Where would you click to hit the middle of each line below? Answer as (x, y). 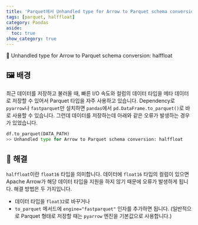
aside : (14, 28)
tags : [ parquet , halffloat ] (41, 17)
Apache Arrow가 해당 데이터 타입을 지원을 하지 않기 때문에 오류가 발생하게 (92, 182)
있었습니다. (25, 122)
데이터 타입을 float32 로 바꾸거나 (52, 202)
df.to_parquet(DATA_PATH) (38, 134)
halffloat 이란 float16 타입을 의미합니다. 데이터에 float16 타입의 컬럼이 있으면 (98, 174)
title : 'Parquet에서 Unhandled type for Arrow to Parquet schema (87, 11)
